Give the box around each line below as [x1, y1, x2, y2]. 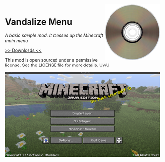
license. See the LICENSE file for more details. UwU [5, 62, 110, 68]
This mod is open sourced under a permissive [5, 57, 98, 63]
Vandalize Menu [5, 16, 73, 28]
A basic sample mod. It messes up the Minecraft [5, 32, 103, 38]
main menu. [5, 37, 29, 43]
